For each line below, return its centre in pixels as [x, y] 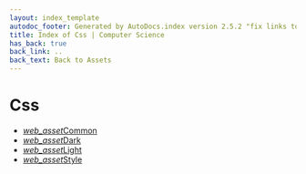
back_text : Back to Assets [61, 60]
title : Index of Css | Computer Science [87, 35]
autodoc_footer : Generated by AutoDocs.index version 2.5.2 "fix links [148, 26]
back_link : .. [36, 52]
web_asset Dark [52, 140]
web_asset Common [60, 130]
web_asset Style [52, 159]
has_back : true [38, 43]
